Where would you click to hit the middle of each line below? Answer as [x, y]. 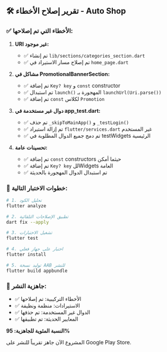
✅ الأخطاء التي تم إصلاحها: [40, 31]
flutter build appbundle [37, 271]
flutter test [22, 238]
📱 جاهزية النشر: [26, 286]
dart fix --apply [28, 222]
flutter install [26, 255]
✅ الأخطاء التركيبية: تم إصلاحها [48, 299]
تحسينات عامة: [31, 147]
